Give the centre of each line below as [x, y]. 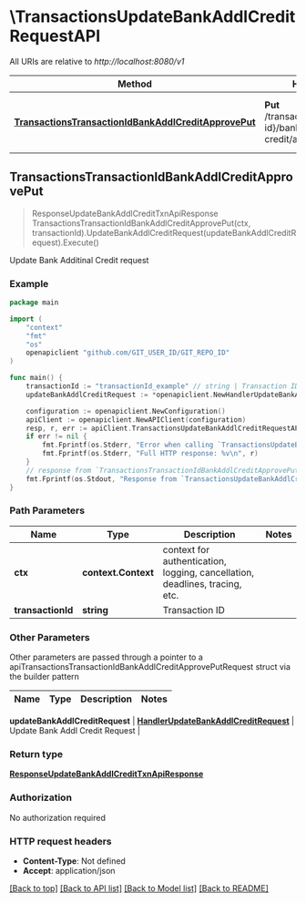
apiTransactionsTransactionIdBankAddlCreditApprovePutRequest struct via [150, 667]
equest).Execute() [66, 242]
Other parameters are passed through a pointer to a [106, 657]
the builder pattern [45, 677]
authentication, [195, 560]
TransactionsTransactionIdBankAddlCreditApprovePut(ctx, [141, 223]
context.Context [118, 572]
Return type [36, 754]
